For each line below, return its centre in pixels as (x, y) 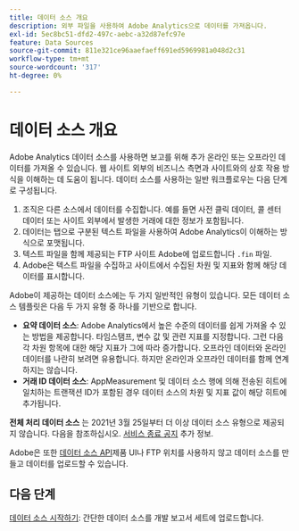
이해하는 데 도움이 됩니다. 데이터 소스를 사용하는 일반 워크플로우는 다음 (148, 178)
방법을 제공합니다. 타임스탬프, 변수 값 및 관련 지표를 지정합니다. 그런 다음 (158, 336)
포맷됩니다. (65, 243)
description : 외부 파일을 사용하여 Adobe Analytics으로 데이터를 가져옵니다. (138, 26)
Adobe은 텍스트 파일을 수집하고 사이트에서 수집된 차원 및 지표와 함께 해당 (150, 265)
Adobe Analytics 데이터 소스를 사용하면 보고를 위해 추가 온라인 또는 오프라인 (143, 156)
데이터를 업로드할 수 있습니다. (77, 463)
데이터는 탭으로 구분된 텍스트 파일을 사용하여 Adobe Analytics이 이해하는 (150, 231)
